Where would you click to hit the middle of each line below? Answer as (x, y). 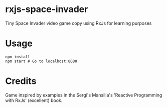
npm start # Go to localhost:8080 (41, 61)
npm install (18, 57)
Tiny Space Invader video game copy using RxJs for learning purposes (78, 23)
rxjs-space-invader (47, 9)
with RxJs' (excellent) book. (34, 100)
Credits (21, 81)
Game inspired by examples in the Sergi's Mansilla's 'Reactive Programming (84, 95)
